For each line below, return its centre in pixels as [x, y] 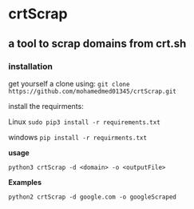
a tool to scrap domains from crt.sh [97, 44]
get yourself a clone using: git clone [69, 83]
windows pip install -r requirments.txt [78, 137]
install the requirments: [46, 106]
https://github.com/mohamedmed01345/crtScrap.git [93, 91]
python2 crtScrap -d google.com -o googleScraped [93, 197]
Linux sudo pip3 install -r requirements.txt [85, 122]
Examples [25, 182]
